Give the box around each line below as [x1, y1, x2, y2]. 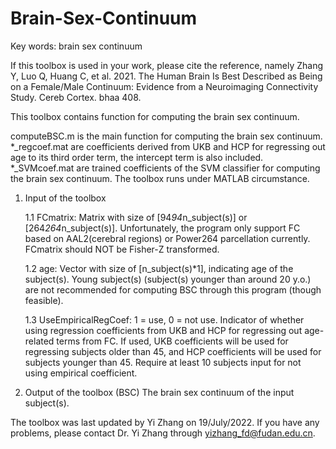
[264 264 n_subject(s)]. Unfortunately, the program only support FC [24, 222, 301, 234]
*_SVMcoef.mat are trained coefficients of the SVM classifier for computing [10, 162, 321, 174]
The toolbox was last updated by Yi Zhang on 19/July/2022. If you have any [10, 416, 320, 428]
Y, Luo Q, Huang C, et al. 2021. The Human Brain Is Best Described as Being [10, 70, 323, 82]
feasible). [24, 294, 64, 306]
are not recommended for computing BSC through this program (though [24, 283, 322, 296]
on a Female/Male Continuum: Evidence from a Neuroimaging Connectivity [10, 80, 319, 92]
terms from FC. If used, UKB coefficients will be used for [56, 335, 289, 347]
